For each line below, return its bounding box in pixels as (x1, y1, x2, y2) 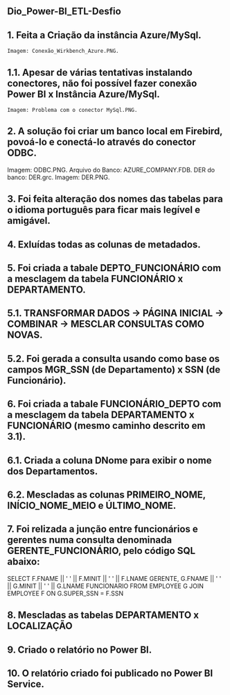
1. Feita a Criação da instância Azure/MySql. (7, 29, 202, 41)
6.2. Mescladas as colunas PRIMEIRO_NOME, (7, 489, 206, 500)
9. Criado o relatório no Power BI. (7, 644, 152, 655)
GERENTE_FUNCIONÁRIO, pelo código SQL (7, 545, 196, 557)
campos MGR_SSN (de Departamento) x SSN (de (7, 363, 221, 375)
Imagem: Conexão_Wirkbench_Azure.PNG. (7, 48, 119, 55)
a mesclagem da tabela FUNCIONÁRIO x (7, 273, 184, 284)
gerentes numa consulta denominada (7, 534, 172, 546)
